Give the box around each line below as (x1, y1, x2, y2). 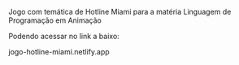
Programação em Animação (8, 15, 102, 25)
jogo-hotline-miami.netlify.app (8, 47, 110, 56)
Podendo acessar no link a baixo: (8, 32, 119, 41)
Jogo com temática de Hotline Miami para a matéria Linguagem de (8, 7, 232, 16)
